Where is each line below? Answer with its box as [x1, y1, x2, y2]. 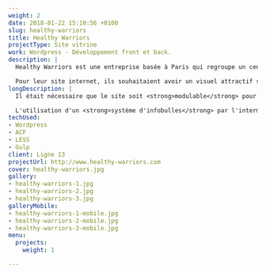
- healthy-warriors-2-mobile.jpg [8, 217, 119, 225]
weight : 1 [22, 246, 55, 254]
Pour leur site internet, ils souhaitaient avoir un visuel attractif [15, 77, 253, 85]
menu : [8, 231, 26, 240]
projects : [15, 239, 47, 247]
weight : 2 [8, 11, 41, 20]
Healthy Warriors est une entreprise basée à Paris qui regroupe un [15, 63, 246, 71]
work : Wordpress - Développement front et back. [8, 48, 172, 56]
